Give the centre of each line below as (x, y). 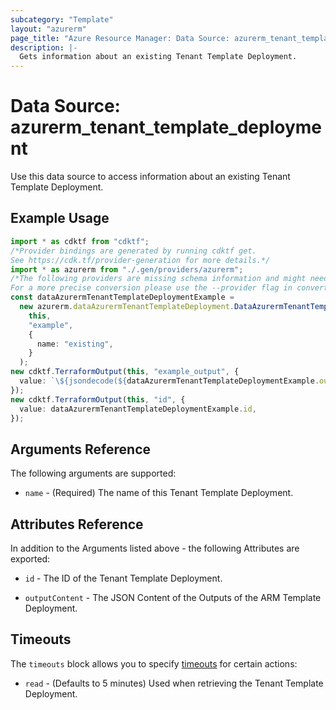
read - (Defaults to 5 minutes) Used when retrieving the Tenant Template (174, 683)
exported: (30, 559)
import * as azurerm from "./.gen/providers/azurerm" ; (127, 269)
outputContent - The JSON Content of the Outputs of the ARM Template (173, 597)
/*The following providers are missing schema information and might (158, 279)
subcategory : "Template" (62, 19)
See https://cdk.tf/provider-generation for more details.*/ (140, 260)
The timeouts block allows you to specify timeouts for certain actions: (154, 663)
